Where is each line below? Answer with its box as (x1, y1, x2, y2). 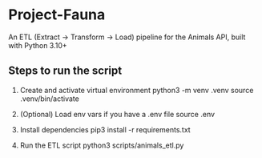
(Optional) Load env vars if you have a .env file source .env (19, 109, 215, 119)
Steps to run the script (8, 64, 123, 78)
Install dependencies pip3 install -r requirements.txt (19, 124, 191, 134)
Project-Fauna (8, 6, 106, 24)
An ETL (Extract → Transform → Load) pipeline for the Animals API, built (8, 32, 246, 42)
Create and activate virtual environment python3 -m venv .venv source (19, 85, 254, 95)
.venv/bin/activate (19, 94, 80, 103)
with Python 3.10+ (8, 40, 68, 50)
